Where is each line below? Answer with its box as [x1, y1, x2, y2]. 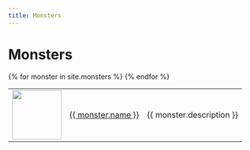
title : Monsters [8, 11, 62, 20]
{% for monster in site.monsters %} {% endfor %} [8, 72, 170, 81]
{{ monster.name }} [69, 109, 140, 120]
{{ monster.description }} [147, 109, 239, 120]
